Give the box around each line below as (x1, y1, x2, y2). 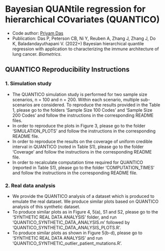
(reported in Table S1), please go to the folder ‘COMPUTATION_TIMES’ (12, 164, 155, 170)
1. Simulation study (5, 80, 52, 87)
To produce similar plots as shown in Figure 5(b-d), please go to (12, 230, 143, 236)
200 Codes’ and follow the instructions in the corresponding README (12, 112, 154, 118)
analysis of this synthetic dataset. (12, 203, 80, 210)
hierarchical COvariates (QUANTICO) (5, 14, 160, 25)
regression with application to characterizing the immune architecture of (12, 46, 159, 52)
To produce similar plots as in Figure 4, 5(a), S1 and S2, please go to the (12, 209, 159, 215)
